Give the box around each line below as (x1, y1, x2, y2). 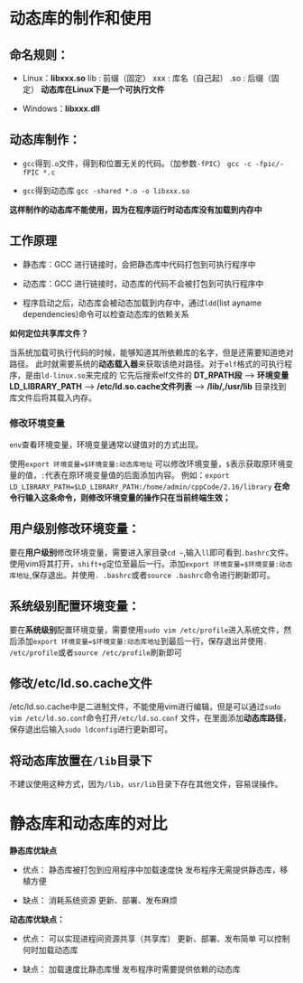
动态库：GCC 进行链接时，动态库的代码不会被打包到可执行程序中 (22, 277, 264, 289)
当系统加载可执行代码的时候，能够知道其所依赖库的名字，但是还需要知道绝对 (9, 347, 294, 358)
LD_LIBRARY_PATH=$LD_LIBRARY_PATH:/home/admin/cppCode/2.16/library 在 (9, 481, 282, 491)
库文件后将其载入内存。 (9, 392, 96, 403)
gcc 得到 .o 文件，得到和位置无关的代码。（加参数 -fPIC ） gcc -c (22, 157, 252, 168)
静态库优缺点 (9, 846, 57, 857)
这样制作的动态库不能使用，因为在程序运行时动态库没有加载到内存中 (9, 204, 262, 215)
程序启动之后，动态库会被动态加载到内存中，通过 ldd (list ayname (22, 297, 262, 308)
